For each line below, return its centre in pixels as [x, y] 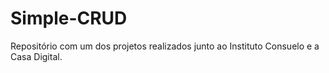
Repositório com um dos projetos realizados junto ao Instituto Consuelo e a [165, 46]
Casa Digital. [36, 56]
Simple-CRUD [69, 18]
